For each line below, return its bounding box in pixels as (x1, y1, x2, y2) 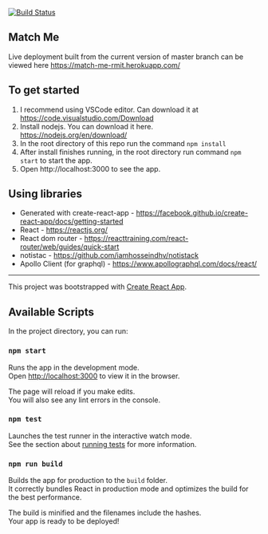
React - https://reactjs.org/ (19, 225, 108, 235)
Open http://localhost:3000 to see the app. (19, 164, 161, 173)
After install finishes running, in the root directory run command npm (19, 147, 242, 156)
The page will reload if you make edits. (8, 386, 136, 396)
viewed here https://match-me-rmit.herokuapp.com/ (8, 60, 181, 69)
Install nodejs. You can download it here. (19, 121, 154, 131)
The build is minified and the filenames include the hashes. (8, 508, 202, 518)
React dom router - (19, 234, 83, 243)
